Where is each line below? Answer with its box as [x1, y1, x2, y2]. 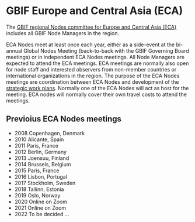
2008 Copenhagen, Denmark [14, 129, 85, 136]
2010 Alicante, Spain [14, 136, 64, 143]
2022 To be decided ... [14, 210, 69, 217]
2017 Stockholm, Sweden [14, 179, 76, 186]
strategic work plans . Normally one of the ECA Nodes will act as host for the [6, 84, 189, 91]
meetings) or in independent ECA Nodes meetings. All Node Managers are [6, 53, 185, 60]
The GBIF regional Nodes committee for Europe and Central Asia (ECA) [6, 23, 177, 30]
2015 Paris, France [14, 167, 60, 174]
